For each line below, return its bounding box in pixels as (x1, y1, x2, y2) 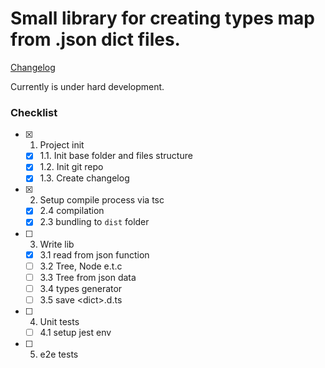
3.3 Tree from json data (39, 271, 137, 283)
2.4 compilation (39, 205, 105, 217)
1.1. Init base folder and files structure (39, 150, 193, 162)
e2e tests (39, 348, 79, 360)
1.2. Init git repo (39, 161, 104, 173)
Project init (39, 139, 85, 151)
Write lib (39, 238, 75, 250)
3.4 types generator (39, 282, 123, 294)
